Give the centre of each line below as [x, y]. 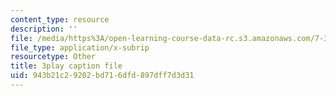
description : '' [44, 29]
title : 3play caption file [66, 66]
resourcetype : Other [53, 57]
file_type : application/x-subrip [80, 47]
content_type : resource [60, 19]
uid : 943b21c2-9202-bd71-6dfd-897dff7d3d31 [102, 76]
